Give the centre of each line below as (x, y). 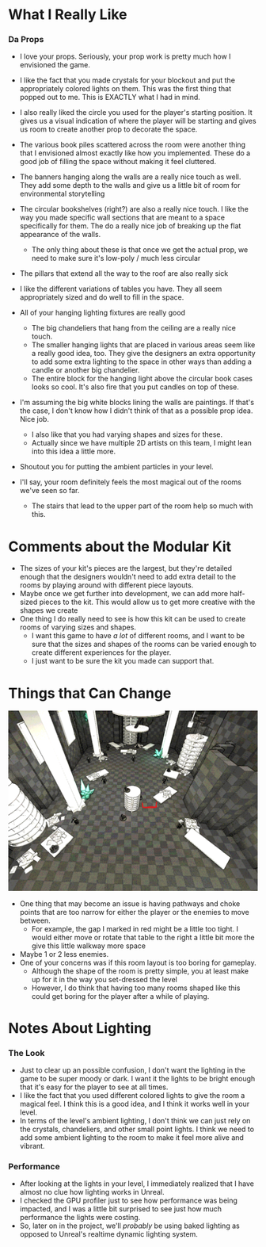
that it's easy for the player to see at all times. (94, 1087)
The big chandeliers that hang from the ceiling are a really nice (133, 328)
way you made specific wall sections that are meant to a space (122, 218)
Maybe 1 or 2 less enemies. (64, 954)
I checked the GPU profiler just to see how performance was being (128, 1201)
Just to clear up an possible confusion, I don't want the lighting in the (132, 1070)
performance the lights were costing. (80, 1218)
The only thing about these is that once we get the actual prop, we (140, 250)
